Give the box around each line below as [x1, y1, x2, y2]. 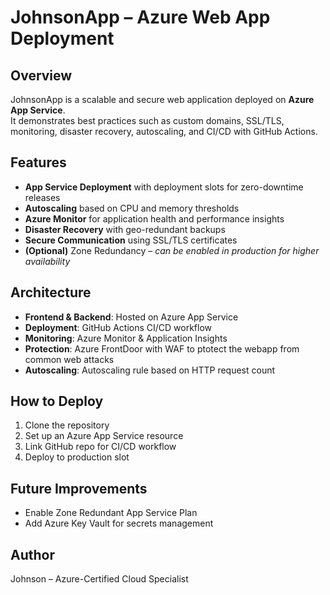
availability [24, 255, 71, 267]
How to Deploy [10, 393, 104, 410]
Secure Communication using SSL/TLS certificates [24, 234, 238, 246]
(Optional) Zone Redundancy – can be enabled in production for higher [24, 244, 320, 256]
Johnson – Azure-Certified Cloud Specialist [10, 573, 189, 585]
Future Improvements [10, 480, 148, 497]
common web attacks [24, 353, 115, 365]
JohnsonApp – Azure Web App [10, 6, 271, 29]
